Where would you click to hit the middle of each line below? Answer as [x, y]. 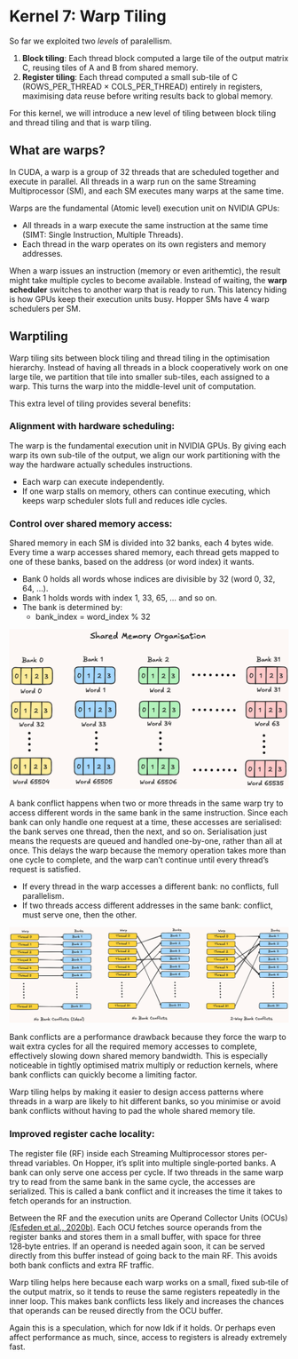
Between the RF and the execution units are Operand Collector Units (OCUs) [149, 1218]
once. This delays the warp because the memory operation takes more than [148, 850]
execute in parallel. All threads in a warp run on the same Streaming [133, 181]
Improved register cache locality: [82, 1134]
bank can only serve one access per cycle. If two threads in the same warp [146, 1172]
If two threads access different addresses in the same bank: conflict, [147, 905]
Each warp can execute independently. [93, 481]
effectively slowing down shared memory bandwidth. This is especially [139, 1056]
